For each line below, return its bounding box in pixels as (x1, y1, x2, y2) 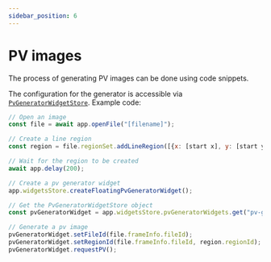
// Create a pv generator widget (8, 179, 121, 187)
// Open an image (8, 113, 67, 121)
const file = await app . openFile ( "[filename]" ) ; (8, 120, 175, 129)
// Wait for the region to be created (8, 157, 139, 165)
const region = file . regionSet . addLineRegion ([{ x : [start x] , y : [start (8, 143, 258, 151)
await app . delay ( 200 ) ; (8, 164, 85, 173)
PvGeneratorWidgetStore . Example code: (8, 98, 141, 107)
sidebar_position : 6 (8, 11, 78, 20)
